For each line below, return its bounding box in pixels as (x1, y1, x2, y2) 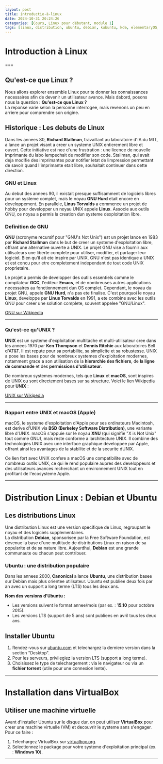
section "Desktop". (12, 650, 50, 655)
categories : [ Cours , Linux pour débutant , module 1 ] (5, 20, 114, 26)
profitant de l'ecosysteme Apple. (5, 471, 70, 476)
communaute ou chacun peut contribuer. (5, 550, 87, 556)
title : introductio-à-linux (5, 12, 62, 16)
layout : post (5, 7, 32, 12)
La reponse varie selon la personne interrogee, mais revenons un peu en (5, 104, 150, 110)
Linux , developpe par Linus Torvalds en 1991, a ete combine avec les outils (5, 295, 156, 301)
